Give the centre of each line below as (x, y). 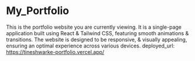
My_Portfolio (37, 11)
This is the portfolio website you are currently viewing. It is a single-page (94, 27)
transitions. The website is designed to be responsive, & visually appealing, (97, 39)
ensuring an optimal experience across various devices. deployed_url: (90, 46)
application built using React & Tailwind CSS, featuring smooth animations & (97, 33)
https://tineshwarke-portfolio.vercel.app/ (55, 52)
